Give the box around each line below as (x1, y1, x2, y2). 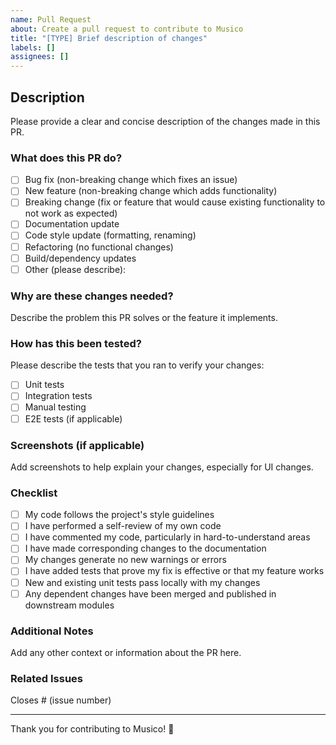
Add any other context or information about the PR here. (10, 646, 242, 658)
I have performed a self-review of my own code (24, 520, 222, 532)
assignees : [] (10, 52, 70, 62)
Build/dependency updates (24, 252, 137, 264)
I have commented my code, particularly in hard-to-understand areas (24, 531, 311, 543)
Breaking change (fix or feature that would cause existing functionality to (24, 196, 326, 208)
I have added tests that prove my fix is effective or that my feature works (24, 565, 325, 577)
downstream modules (24, 599, 115, 611)
